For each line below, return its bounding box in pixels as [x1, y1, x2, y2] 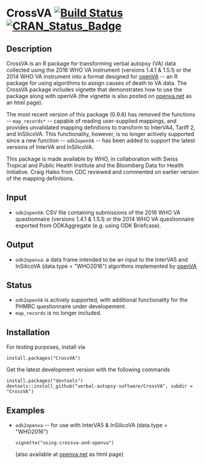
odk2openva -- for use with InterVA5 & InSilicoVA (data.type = [15, 422, 168, 429]
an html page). [6, 99, 43, 106]
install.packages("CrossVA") [6, 356, 81, 362]
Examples [6, 405, 45, 416]
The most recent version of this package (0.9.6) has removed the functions [6, 111, 196, 118]
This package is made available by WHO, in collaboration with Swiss [6, 155, 179, 162]
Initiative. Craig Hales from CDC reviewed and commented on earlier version [6, 169, 199, 175]
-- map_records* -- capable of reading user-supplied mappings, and [6, 117, 177, 124]
